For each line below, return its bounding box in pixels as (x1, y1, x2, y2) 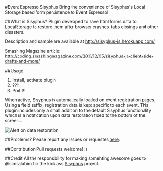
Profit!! (12, 88, 26, 93)
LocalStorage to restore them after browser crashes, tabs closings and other (5, 24, 159, 30)
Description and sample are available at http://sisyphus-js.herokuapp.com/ (5, 38, 155, 44)
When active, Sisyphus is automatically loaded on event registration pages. (5, 97, 156, 103)
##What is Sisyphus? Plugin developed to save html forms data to (5, 19, 137, 24)
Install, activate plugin (12, 77, 56, 83)
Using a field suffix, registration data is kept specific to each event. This (5, 102, 149, 108)
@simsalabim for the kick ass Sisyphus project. (5, 161, 100, 166)
